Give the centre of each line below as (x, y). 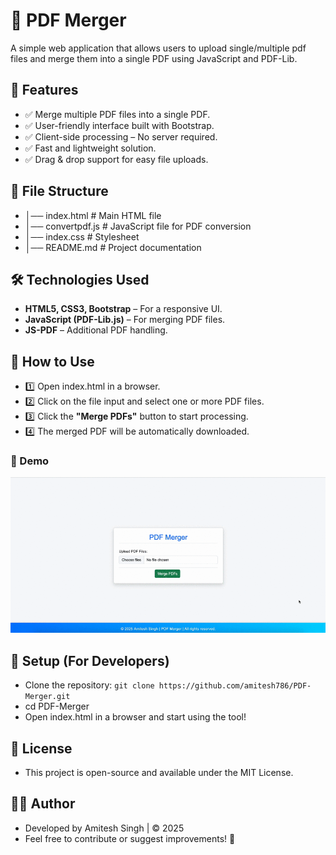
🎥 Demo (30, 461)
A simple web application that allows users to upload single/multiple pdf (158, 48)
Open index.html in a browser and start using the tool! (135, 717)
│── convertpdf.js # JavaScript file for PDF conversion (138, 226)
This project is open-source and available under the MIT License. (159, 772)
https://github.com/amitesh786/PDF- (235, 686)
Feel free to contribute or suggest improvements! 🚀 (130, 838)
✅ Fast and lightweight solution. (90, 148)
